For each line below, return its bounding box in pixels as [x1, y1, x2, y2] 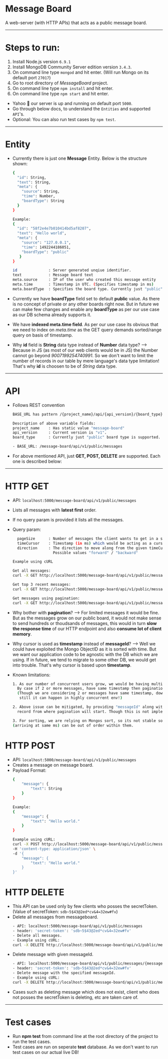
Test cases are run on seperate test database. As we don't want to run [12, 1043, 158, 1050]
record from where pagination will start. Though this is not [17, 709, 149, 714]
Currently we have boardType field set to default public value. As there [12, 295, 160, 301]
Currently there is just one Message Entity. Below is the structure [12, 155, 147, 161]
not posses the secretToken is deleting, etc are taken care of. [12, 994, 138, 1000]
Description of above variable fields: [12, 420, 96, 426]
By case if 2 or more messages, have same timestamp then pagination [17, 686, 165, 691]
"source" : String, [21, 189, 60, 194]
